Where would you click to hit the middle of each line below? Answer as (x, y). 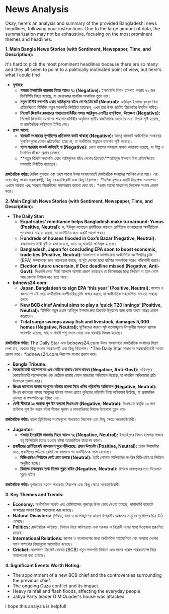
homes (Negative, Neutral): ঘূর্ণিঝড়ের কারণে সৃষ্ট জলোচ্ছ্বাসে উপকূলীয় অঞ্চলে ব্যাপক (88, 327)
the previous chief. (32, 580)
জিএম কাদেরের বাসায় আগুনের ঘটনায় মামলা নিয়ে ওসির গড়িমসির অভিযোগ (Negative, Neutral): (84, 386)
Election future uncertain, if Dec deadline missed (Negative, (84, 266)
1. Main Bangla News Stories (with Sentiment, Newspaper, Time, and (78, 49)
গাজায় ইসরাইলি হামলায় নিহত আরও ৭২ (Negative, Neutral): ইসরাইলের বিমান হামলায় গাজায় (92, 435)
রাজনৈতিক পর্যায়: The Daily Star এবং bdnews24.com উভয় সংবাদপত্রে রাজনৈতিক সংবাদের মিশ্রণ (82, 343)
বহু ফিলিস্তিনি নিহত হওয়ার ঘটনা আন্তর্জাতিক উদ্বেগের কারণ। (62, 440)
